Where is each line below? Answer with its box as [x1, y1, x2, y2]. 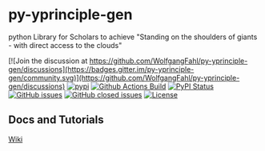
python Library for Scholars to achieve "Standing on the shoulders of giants [8, 32, 258, 42]
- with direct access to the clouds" [8, 40, 122, 50]
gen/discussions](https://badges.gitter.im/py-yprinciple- [8, 64, 195, 74]
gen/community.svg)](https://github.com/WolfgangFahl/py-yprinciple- [8, 73, 240, 82]
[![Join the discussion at [8, 56, 88, 66]
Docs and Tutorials [8, 113, 104, 127]
